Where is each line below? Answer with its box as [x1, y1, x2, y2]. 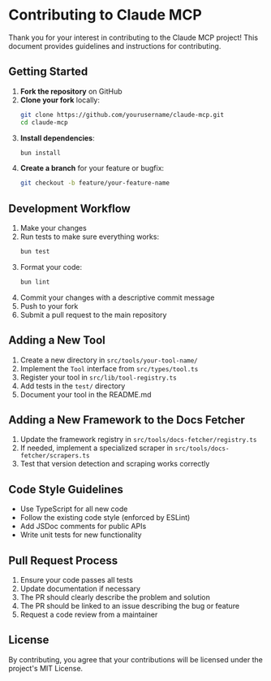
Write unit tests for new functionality [19, 530, 142, 540]
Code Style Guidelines [8, 482, 123, 497]
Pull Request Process [8, 553, 118, 567]
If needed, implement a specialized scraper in [19, 443, 173, 453]
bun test [19, 248, 50, 256]
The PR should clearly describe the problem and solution [19, 592, 211, 602]
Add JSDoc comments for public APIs [19, 522, 147, 531]
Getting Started [8, 65, 88, 79]
